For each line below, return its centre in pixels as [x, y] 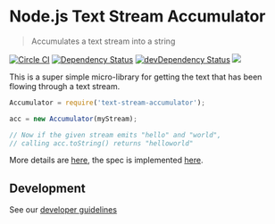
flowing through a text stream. [65, 86]
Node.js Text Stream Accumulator [137, 17]
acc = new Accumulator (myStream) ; [74, 119]
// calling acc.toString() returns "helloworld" [101, 143]
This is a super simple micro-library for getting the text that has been [136, 77]
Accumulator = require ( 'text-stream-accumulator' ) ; [107, 103]
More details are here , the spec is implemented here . [106, 160]
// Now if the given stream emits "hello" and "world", [115, 135]
